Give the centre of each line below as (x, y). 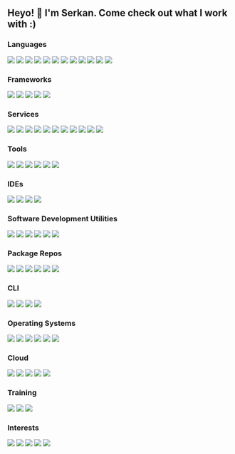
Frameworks (30, 79)
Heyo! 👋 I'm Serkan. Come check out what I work (117, 13)
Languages (27, 45)
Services (23, 114)
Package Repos (35, 253)
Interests (23, 428)
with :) (22, 25)
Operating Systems (42, 323)
